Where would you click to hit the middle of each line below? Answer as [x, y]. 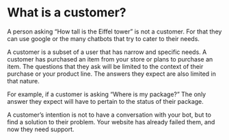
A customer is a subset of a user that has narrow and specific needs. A [107, 52]
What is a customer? [67, 13]
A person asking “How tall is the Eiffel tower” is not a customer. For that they [114, 31]
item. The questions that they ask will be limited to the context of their [105, 66]
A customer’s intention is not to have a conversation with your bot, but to [109, 115]
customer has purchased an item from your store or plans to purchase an [110, 59]
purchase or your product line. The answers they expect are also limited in [112, 74]
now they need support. [41, 129]
